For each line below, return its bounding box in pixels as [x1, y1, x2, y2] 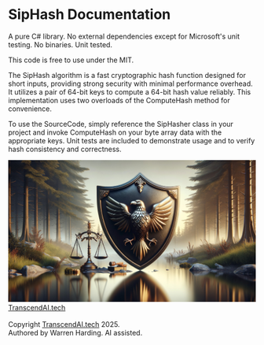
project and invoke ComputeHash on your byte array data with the [8, 128, 222, 137]
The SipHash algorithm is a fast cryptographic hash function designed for [8, 70, 246, 80]
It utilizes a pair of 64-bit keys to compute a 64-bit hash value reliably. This [8, 87, 251, 96]
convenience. [8, 104, 53, 113]
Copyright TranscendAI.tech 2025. [8, 319, 120, 328]
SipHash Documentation [8, 6, 171, 24]
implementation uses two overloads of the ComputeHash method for [8, 95, 230, 105]
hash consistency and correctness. [8, 144, 122, 154]
